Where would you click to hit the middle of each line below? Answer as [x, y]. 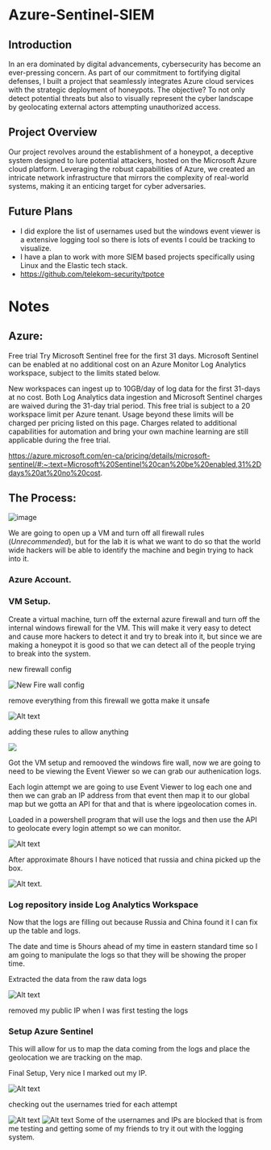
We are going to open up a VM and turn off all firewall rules [106, 533]
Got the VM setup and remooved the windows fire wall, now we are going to [134, 762]
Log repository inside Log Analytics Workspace [104, 904]
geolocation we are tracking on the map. [75, 1058]
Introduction [40, 45]
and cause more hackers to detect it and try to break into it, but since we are [135, 636]
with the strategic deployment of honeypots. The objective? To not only [127, 90]
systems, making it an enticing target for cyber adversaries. [107, 186]
